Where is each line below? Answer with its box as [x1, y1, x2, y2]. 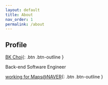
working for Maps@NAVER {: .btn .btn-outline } [5, 74, 103, 80]
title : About [5, 12, 33, 17]
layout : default [5, 7, 40, 13]
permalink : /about [5, 21, 45, 27]
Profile [5, 40, 27, 49]
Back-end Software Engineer [5, 64, 67, 70]
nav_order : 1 [5, 17, 33, 22]
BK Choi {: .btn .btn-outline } [5, 54, 64, 60]
